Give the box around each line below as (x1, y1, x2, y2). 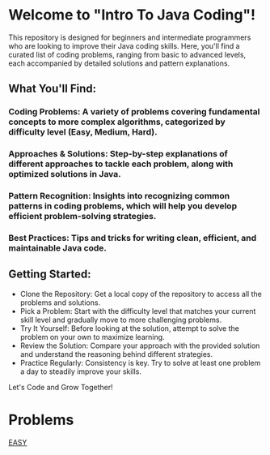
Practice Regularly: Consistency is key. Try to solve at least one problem (19, 358, 261, 367)
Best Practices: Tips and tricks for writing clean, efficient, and (8, 233, 257, 244)
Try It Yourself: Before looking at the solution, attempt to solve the (19, 323, 240, 333)
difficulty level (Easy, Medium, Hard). (8, 127, 158, 138)
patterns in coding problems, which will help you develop (8, 200, 237, 212)
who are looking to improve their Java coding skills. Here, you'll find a (8, 41, 240, 50)
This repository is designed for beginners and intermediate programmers (8, 32, 251, 42)
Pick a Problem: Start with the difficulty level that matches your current (19, 306, 256, 315)
